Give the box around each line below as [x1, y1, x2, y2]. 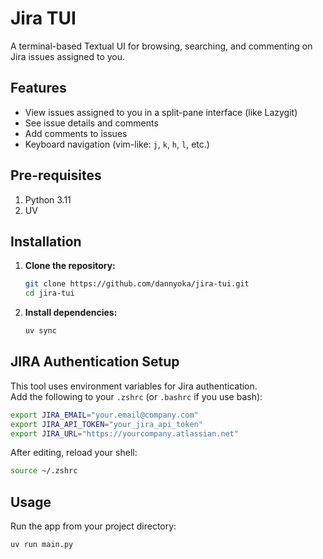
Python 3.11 [24, 193, 72, 206]
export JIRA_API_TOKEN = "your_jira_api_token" [10, 419, 203, 429]
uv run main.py [10, 540, 74, 550]
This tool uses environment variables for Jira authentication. [10, 380, 258, 392]
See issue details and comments [24, 117, 159, 129]
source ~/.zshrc [10, 466, 78, 476]
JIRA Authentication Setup [10, 353, 180, 371]
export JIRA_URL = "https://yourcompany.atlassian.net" [10, 428, 240, 439]
